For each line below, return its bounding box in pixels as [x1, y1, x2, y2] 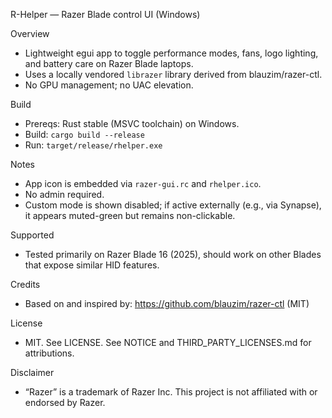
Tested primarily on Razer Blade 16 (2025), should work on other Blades [24, 249, 322, 260]
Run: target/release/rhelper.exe [24, 139, 163, 151]
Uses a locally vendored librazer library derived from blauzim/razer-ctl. [24, 69, 323, 80]
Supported [10, 229, 55, 241]
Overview [10, 28, 50, 39]
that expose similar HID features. [24, 259, 160, 271]
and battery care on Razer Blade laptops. [24, 58, 194, 69]
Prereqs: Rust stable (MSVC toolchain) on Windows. [24, 118, 240, 129]
